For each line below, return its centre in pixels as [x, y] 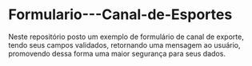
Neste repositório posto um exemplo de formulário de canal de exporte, [126, 37]
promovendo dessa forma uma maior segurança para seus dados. [117, 53]
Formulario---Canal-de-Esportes [120, 15]
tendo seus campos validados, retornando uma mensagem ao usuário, [124, 45]
